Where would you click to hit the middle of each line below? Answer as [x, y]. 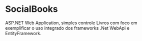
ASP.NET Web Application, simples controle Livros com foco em [71, 23]
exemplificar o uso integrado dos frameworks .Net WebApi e [67, 28]
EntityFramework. [23, 33]
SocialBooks [32, 9]
